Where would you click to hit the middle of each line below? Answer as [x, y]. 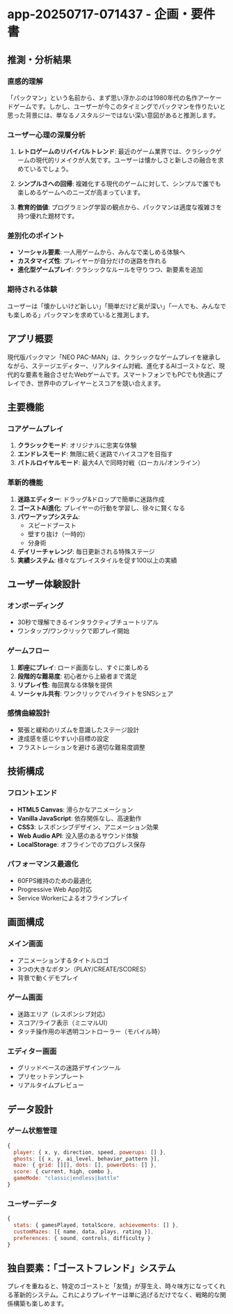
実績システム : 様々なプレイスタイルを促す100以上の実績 [97, 560]
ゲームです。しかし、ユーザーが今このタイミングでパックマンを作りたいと [119, 106]
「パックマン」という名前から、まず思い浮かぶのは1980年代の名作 [103, 98]
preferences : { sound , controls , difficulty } [82, 1238]
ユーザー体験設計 [44, 584]
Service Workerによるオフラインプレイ [73, 898]
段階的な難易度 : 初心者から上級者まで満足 [77, 676]
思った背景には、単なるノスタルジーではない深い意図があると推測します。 [113, 115]
